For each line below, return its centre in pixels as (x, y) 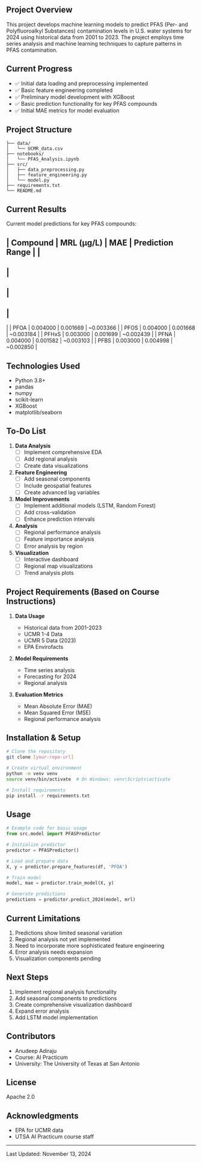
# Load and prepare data (37, 861)
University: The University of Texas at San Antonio (77, 1063)
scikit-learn (29, 400)
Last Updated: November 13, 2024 (49, 1154)
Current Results (36, 209)
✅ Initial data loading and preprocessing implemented (81, 83)
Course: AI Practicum (41, 1057)
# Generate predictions (36, 894)
